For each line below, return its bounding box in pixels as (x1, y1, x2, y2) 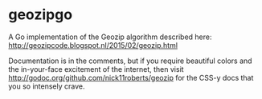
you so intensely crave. (8, 81, 85, 91)
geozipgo (8, 6, 73, 24)
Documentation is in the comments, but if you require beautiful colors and (8, 56, 252, 65)
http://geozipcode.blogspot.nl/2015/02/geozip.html (8, 40, 178, 49)
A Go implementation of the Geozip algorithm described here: (8, 32, 212, 42)
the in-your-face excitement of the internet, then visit (8, 64, 184, 73)
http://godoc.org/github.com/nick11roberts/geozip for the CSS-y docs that (8, 73, 254, 82)
